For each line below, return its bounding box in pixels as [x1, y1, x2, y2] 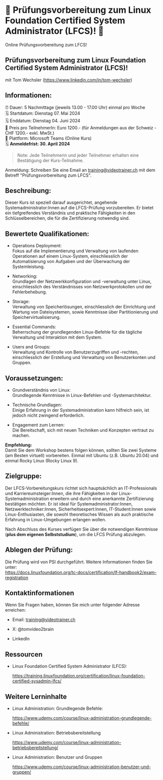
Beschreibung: [5, 186, 52, 195]
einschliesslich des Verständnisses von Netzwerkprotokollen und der [12, 284, 152, 290]
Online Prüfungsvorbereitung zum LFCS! [5, 41, 87, 47]
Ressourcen [5, 650, 43, 659]
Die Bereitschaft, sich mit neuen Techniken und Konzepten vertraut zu [12, 427, 154, 433]
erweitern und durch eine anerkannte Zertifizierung [50, 496, 154, 502]
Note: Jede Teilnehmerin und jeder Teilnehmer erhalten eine [17, 152, 139, 158]
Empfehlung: [5, 442, 32, 448]
